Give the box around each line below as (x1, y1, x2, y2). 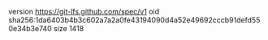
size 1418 (53, 24, 84, 33)
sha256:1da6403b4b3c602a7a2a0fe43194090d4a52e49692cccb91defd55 (8, 15, 261, 25)
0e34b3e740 (8, 24, 53, 33)
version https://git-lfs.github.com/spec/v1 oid (8, 7, 160, 16)
